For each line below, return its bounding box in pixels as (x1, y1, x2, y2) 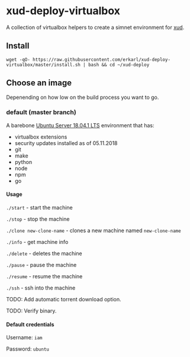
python (14, 158, 33, 165)
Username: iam (6, 334, 43, 341)
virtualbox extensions (14, 133, 67, 140)
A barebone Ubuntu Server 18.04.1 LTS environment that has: (6, 121, 154, 128)
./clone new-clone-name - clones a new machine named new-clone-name (6, 227, 182, 234)
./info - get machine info (6, 239, 69, 246)
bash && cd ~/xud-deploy (88, 62, 150, 67)
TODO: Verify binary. (6, 307, 57, 314)
